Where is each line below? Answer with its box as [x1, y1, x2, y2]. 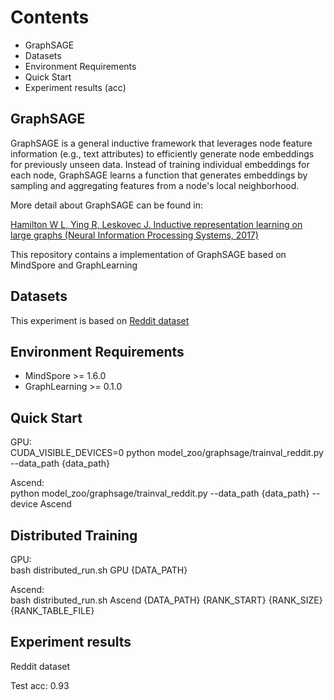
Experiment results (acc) [24, 81, 127, 93]
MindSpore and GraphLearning [10, 259, 138, 271]
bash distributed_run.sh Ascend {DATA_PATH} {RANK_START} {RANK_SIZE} [10, 594, 323, 606]
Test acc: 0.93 [10, 679, 70, 691]
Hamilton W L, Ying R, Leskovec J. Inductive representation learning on [10, 218, 303, 230]
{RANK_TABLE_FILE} [10, 605, 95, 616]
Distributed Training [10, 527, 138, 544]
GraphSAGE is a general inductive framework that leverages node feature [10, 137, 313, 149]
